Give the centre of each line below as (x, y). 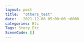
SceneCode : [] (20, 33)
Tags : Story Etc (22, 28)
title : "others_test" (29, 14)
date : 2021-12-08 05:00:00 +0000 (42, 19)
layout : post (19, 10)
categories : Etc (22, 23)
